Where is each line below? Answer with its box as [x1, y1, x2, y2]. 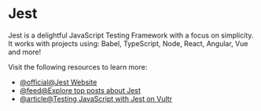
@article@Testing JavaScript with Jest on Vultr [19, 94, 173, 103]
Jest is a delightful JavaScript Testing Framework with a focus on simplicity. [8, 30, 254, 40]
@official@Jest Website [19, 77, 97, 87]
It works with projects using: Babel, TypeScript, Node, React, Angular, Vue [8, 38, 248, 48]
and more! [8, 47, 42, 56]
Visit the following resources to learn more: [8, 62, 148, 71]
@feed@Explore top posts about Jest [19, 85, 142, 95]
